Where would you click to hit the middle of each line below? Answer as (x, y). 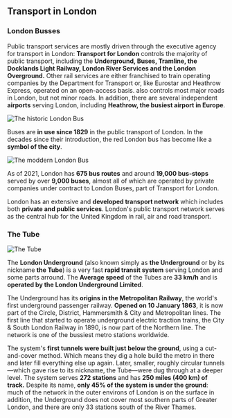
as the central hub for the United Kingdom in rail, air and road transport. (109, 216)
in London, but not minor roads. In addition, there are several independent (113, 98)
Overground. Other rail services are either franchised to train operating (109, 75)
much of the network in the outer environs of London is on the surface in (111, 392)
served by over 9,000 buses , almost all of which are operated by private (111, 181)
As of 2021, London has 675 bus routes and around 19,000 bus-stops (108, 173)
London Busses (34, 31)
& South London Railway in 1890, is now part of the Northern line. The (107, 327)
